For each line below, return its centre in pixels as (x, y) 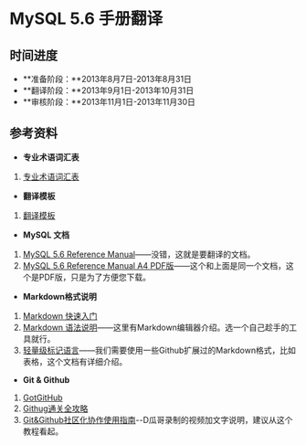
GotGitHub (42, 397)
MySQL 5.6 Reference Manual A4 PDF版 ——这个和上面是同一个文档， (154, 265)
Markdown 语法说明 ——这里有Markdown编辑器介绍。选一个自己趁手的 (156, 327)
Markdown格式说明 (60, 296)
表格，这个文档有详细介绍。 (75, 361)
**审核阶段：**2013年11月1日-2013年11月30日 (109, 102)
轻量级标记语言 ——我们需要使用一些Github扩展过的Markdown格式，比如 (159, 350)
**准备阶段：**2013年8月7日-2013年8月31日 (107, 79)
